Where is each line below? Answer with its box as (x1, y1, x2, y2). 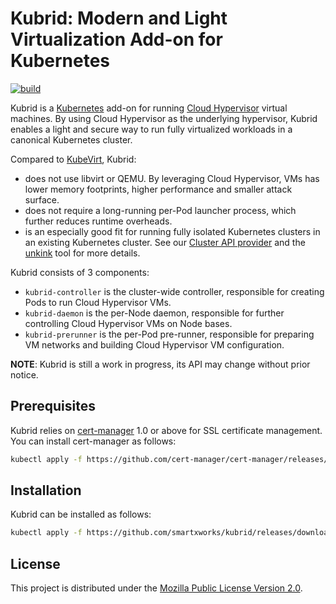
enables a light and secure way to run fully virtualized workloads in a (10, 123, 293, 135)
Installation (10, 482, 82, 499)
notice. (10, 368, 39, 381)
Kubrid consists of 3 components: (10, 266, 150, 278)
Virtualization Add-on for (10, 28, 223, 51)
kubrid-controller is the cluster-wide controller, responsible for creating (24, 285, 325, 297)
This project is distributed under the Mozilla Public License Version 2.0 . (10, 582, 303, 594)
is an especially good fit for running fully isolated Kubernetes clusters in (24, 225, 321, 237)
